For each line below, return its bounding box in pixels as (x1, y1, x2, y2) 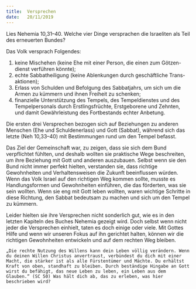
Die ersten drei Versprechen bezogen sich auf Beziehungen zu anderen (6, 120, 178, 127)
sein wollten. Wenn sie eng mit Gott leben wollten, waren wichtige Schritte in (6, 188, 191, 195)
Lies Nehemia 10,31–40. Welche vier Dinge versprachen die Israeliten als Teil (6, 30, 190, 37)
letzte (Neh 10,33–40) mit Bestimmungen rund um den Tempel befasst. (6, 132, 177, 140)
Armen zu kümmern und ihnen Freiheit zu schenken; (14, 90, 142, 97)
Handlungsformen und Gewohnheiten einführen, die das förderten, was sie (6, 181, 187, 188)
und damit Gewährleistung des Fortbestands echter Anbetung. (14, 109, 166, 116)
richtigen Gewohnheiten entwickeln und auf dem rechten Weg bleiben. (6, 236, 177, 243)
